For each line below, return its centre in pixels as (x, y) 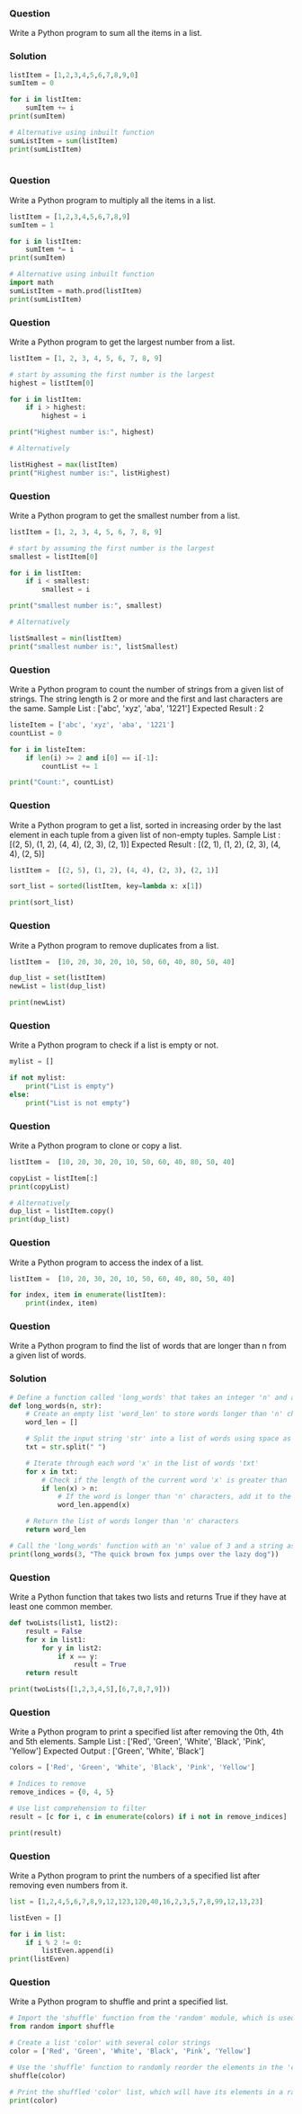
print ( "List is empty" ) (70, 1086)
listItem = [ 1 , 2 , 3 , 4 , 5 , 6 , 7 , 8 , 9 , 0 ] (74, 75)
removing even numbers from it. (69, 1885)
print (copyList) (40, 1186)
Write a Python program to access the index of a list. (107, 1262)
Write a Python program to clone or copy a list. (96, 1146)
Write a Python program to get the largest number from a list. (122, 342)
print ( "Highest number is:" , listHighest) (90, 473)
